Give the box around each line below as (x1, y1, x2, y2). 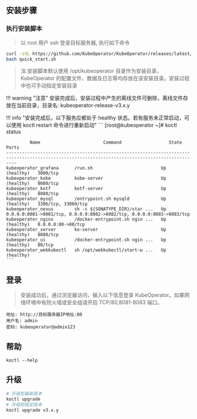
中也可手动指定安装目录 (20, 82, 77, 89)
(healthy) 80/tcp (6, 242, 54, 248)
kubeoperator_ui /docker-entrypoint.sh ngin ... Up (6, 237, 167, 243)
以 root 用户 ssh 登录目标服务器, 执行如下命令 (20, 39, 130, 46)
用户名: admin (6, 318, 38, 324)
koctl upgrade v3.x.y (6, 407, 59, 413)
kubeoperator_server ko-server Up (6, 227, 167, 233)
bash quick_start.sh (6, 56, 57, 62)
